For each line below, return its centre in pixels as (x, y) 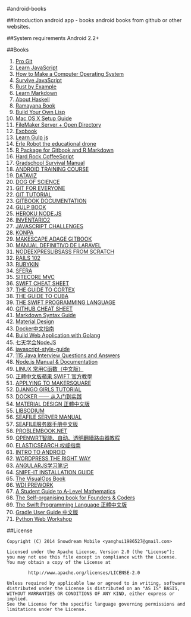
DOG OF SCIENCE (37, 182)
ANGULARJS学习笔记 (42, 466)
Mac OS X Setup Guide (43, 118)
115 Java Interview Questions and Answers (68, 355)
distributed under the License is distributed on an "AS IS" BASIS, (93, 588)
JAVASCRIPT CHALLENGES (49, 226)
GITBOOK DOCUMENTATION (51, 201)
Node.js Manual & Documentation (57, 362)
